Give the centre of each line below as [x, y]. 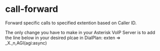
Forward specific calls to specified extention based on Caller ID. [71, 23]
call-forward [32, 9]
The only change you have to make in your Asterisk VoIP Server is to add [80, 32]
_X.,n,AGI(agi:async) [26, 43]
